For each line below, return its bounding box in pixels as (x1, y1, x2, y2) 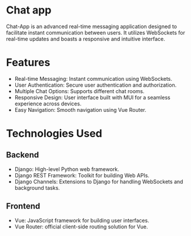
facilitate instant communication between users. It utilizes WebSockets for (6, 29, 186, 36)
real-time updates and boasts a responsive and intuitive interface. (6, 35, 166, 42)
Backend (6, 150, 39, 160)
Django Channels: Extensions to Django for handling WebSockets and (14, 178, 183, 185)
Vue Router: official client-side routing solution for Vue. (14, 223, 148, 230)
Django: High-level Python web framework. (14, 165, 119, 173)
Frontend (6, 201, 41, 211)
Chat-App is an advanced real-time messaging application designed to (6, 23, 177, 30)
